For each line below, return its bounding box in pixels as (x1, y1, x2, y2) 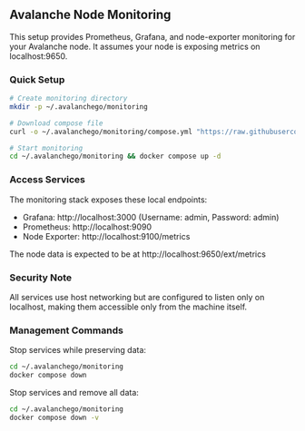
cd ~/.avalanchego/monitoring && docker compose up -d (9, 152, 221, 162)
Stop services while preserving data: (9, 345, 147, 356)
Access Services (9, 173, 86, 186)
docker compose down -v (9, 413, 100, 422)
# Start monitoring (9, 143, 84, 152)
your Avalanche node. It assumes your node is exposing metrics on (9, 41, 261, 52)
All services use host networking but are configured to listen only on (9, 291, 265, 302)
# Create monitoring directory (9, 94, 128, 103)
